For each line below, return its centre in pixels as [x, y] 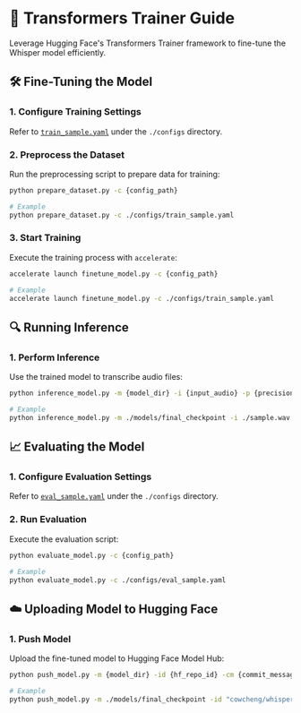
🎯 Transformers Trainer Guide [122, 18]
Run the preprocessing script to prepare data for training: [115, 174]
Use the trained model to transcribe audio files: [96, 377]
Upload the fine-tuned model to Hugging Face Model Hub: [117, 658]
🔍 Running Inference [69, 327]
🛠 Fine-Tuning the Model [81, 82]
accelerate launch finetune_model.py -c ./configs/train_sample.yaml [142, 298]
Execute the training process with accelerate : [93, 257]
